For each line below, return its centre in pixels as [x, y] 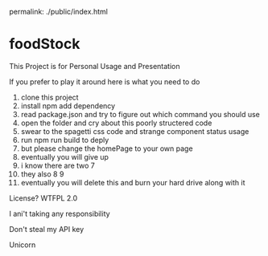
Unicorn [23, 245]
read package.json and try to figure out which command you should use [140, 114]
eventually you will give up [65, 156]
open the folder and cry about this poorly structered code [116, 123]
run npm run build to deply [65, 140]
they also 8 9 [42, 174]
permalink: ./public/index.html [58, 12]
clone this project [49, 97]
